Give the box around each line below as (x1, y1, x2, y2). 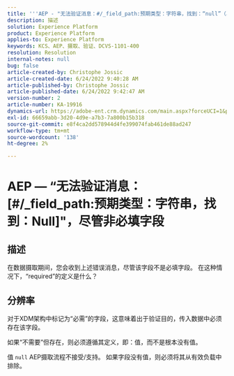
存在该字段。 (7, 323, 44, 331)
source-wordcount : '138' (7, 133, 79, 140)
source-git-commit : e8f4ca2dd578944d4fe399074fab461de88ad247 (7, 120, 192, 128)
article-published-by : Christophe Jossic (7, 82, 130, 89)
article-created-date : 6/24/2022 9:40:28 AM (7, 75, 139, 82)
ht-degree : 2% (7, 140, 49, 147)
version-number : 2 (7, 95, 61, 102)
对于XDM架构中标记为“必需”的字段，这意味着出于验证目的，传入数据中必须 (7, 314, 222, 322)
